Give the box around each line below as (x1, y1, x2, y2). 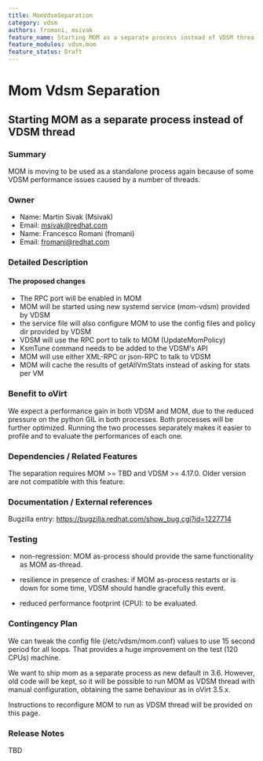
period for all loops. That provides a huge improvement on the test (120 (8, 644, 238, 654)
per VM (19, 369, 45, 378)
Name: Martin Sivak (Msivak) (19, 213, 114, 222)
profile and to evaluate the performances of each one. (8, 431, 183, 440)
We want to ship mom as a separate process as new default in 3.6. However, (8, 668, 255, 677)
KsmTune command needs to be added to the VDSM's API (19, 344, 208, 353)
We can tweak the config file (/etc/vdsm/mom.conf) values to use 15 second (8, 636, 255, 646)
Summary (8, 148, 47, 159)
